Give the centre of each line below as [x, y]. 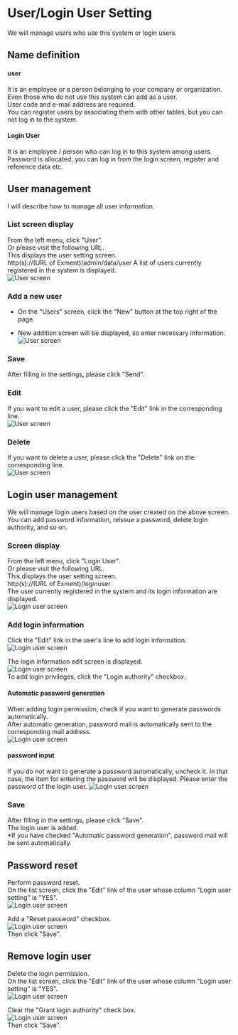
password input [31, 755]
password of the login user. [47, 786]
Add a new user [35, 296]
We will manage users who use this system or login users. [92, 33]
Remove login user [49, 956]
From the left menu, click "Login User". [64, 561]
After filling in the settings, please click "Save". [76, 820]
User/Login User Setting [80, 13]
